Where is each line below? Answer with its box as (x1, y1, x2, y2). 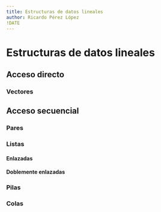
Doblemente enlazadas (6, 168, 65, 175)
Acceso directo (6, 69, 65, 80)
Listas (6, 140, 25, 149)
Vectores (6, 87, 34, 96)
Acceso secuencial (6, 106, 79, 116)
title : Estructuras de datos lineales (6, 8, 103, 15)
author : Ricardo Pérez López (6, 14, 79, 20)
